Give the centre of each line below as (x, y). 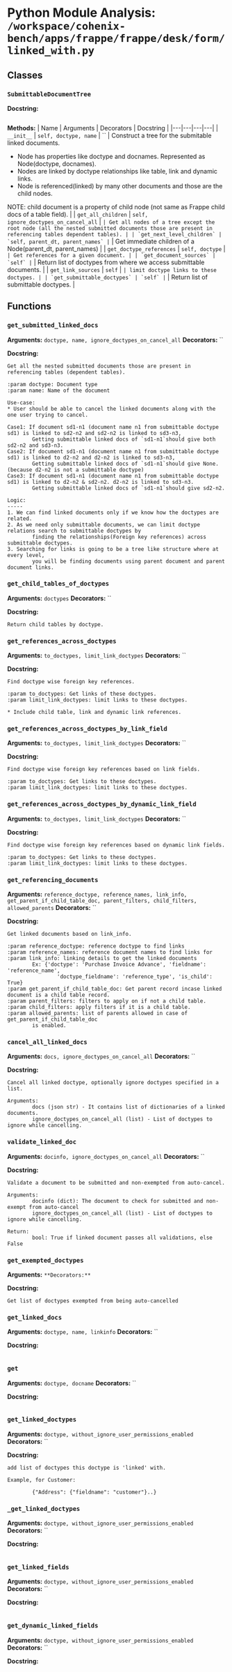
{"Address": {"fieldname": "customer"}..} (94, 1492)
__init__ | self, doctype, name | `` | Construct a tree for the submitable (109, 135)
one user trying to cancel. (48, 415)
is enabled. (50, 1026)
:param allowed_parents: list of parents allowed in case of (98, 1013)
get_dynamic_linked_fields (53, 1626)
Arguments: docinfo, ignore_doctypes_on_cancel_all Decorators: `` (106, 1156)
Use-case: (22, 402)
